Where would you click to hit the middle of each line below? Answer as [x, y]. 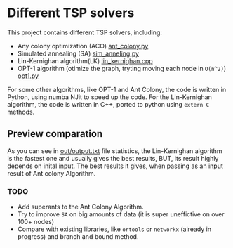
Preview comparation [55, 134]
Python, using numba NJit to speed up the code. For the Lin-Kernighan [109, 97]
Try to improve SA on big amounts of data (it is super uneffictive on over [121, 214]
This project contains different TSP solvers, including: [85, 32]
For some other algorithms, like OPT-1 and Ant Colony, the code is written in [117, 89]
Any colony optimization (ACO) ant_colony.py [83, 46]
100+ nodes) [36, 222]
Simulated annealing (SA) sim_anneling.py [78, 53]
